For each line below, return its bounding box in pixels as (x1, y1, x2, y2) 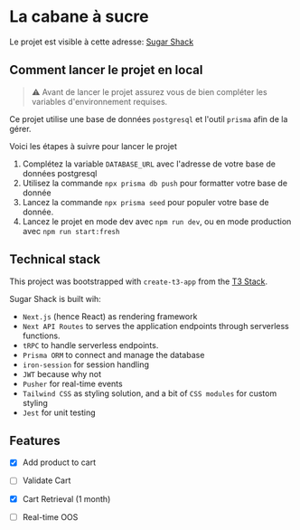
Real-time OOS (22, 511, 79, 522)
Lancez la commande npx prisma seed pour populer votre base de (22, 196, 269, 207)
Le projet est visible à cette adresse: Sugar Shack (9, 36, 194, 47)
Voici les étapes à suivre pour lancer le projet (9, 140, 178, 151)
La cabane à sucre (9, 6, 149, 27)
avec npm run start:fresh (22, 225, 120, 236)
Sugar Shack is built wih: (9, 293, 101, 304)
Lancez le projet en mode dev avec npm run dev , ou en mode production (22, 215, 292, 227)
